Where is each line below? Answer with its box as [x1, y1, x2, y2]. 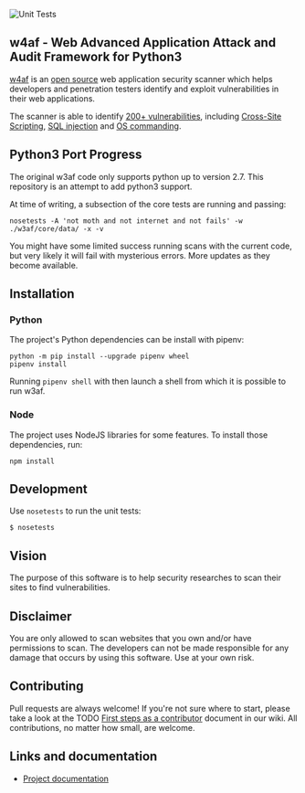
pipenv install [9, 360, 68, 369]
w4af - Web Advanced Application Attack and [9, 35, 277, 50]
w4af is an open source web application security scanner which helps [9, 73, 273, 84]
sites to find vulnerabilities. [9, 582, 111, 593]
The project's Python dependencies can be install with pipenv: [9, 334, 245, 345]
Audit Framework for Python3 [9, 49, 183, 65]
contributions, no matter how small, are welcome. [9, 722, 195, 733]
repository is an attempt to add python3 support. [9, 181, 193, 192]
